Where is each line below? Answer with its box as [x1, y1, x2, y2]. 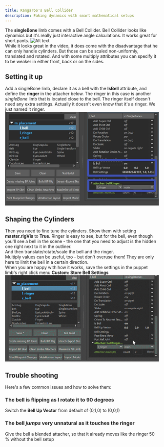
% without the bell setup [5, 436, 54, 442]
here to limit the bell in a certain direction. [5, 259, 89, 265]
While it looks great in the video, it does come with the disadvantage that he [5, 43, 158, 49]
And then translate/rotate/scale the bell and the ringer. [5, 249, 114, 255]
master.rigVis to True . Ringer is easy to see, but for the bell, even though [5, 233, 153, 239]
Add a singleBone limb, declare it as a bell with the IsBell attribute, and [5, 86, 147, 92]
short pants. [5, 37, 29, 44]
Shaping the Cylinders [5, 215, 75, 223]
